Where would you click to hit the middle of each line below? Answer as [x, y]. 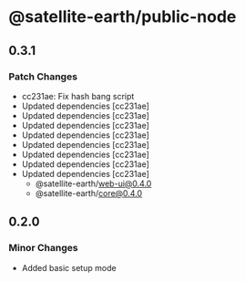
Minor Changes [43, 248]
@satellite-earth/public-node [122, 17]
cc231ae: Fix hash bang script [78, 96]
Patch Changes [43, 77]
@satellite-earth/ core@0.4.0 [89, 193]
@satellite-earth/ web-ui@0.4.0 [93, 183]
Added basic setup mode [69, 267]
